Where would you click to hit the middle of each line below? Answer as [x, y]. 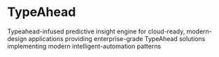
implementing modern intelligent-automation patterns [84, 46]
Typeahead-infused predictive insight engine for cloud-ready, [96, 31]
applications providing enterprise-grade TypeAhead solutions [117, 38]
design [17, 38]
